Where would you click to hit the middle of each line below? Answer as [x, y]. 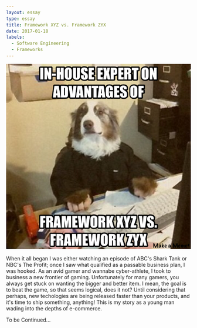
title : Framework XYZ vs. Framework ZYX [56, 25]
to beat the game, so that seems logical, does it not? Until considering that [96, 289]
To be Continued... [28, 320]
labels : [16, 37]
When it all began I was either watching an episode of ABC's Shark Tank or [97, 258]
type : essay [21, 19]
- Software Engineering [40, 43]
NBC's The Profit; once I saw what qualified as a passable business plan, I [96, 265]
